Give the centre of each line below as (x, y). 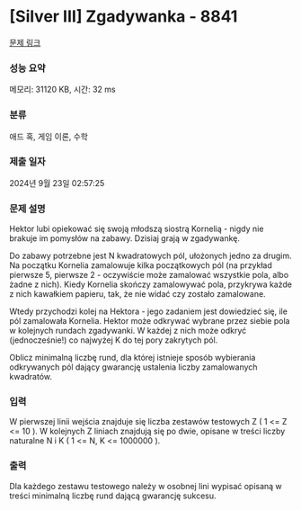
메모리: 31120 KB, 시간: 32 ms (62, 89)
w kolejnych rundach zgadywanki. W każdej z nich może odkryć (128, 331)
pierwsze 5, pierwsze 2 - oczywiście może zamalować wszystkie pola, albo (149, 275)
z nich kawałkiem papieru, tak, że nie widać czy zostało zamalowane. (138, 294)
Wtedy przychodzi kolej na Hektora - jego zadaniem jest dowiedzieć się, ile (148, 311)
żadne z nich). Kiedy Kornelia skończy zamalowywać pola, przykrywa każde (150, 284)
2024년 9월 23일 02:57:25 (57, 183)
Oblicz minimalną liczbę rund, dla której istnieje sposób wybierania (133, 358)
